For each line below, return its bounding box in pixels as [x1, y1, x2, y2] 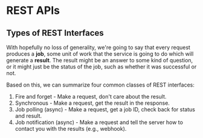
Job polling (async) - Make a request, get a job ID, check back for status [14, 106, 195, 113]
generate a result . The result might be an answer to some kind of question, [6, 57, 193, 64]
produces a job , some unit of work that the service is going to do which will [6, 50, 194, 57]
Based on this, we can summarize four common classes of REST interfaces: [6, 81, 195, 88]
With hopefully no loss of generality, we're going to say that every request [6, 44, 190, 51]
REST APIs [6, 4, 60, 18]
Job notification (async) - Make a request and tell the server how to [14, 119, 183, 126]
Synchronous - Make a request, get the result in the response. [14, 99, 170, 107]
